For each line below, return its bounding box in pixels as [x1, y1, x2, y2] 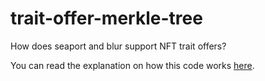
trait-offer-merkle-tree [10, 7, 203, 30]
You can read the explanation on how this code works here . [10, 59, 255, 71]
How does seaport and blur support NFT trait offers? [10, 40, 227, 52]
